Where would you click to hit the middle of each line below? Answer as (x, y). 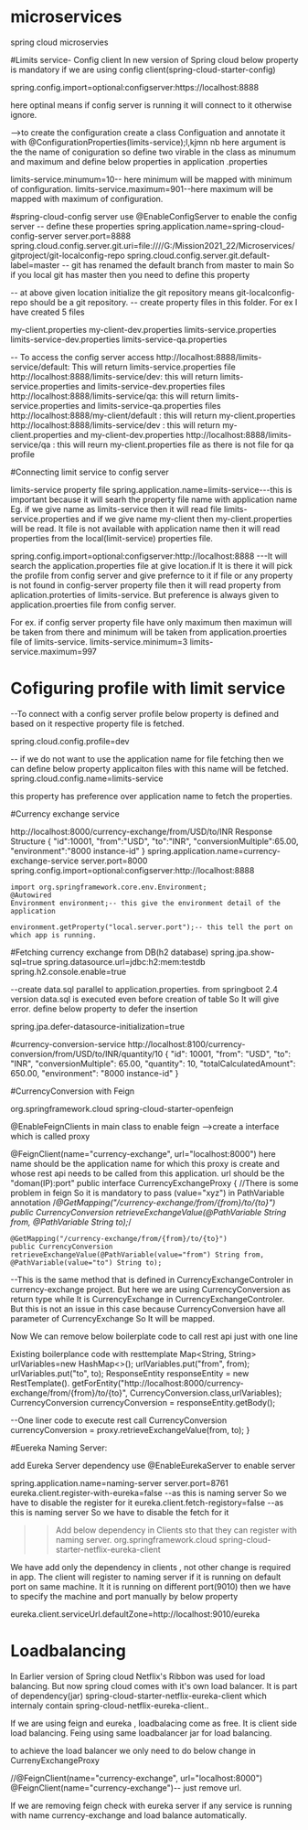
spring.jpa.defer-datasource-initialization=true (98, 1026)
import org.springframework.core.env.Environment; (109, 887)
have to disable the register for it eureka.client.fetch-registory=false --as (147, 1503)
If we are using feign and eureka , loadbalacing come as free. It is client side (154, 1723)
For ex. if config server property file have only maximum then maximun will (151, 622)
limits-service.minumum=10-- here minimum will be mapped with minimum (151, 179)
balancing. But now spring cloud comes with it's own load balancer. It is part (154, 1686)
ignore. (24, 114)
